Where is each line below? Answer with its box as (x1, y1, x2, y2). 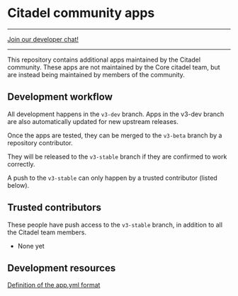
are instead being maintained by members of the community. (7, 70, 186, 79)
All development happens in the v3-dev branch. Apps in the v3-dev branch (7, 110, 225, 118)
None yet (17, 241, 45, 250)
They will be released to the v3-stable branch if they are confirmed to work (7, 152, 227, 161)
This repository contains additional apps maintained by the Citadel (7, 55, 200, 64)
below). (7, 181, 30, 189)
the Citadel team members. (7, 228, 87, 237)
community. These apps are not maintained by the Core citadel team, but (7, 62, 221, 72)
